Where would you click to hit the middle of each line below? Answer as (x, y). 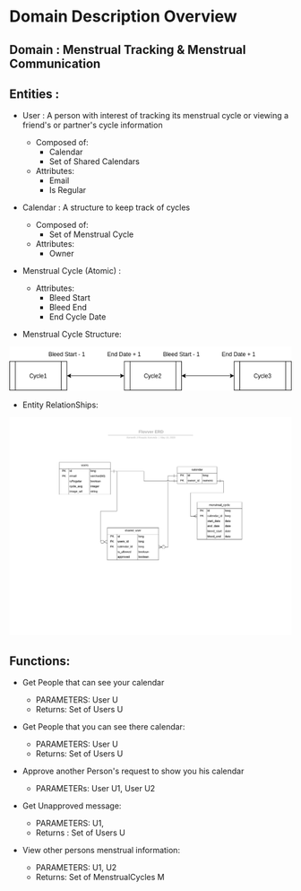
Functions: (40, 661)
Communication (55, 63)
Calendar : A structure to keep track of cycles (106, 207)
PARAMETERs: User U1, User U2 (95, 789)
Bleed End (68, 308)
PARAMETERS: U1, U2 (76, 868)
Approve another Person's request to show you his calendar (133, 771)
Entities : (34, 94)
